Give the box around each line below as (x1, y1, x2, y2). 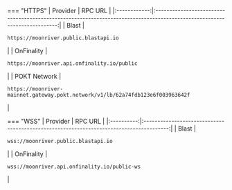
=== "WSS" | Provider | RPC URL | (7, 117, 105, 125)
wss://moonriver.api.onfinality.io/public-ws (7, 163, 141, 170)
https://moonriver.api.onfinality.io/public (7, 60, 138, 67)
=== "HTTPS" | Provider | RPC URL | (7, 7, 111, 15)
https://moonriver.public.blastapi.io (7, 35, 119, 41)
